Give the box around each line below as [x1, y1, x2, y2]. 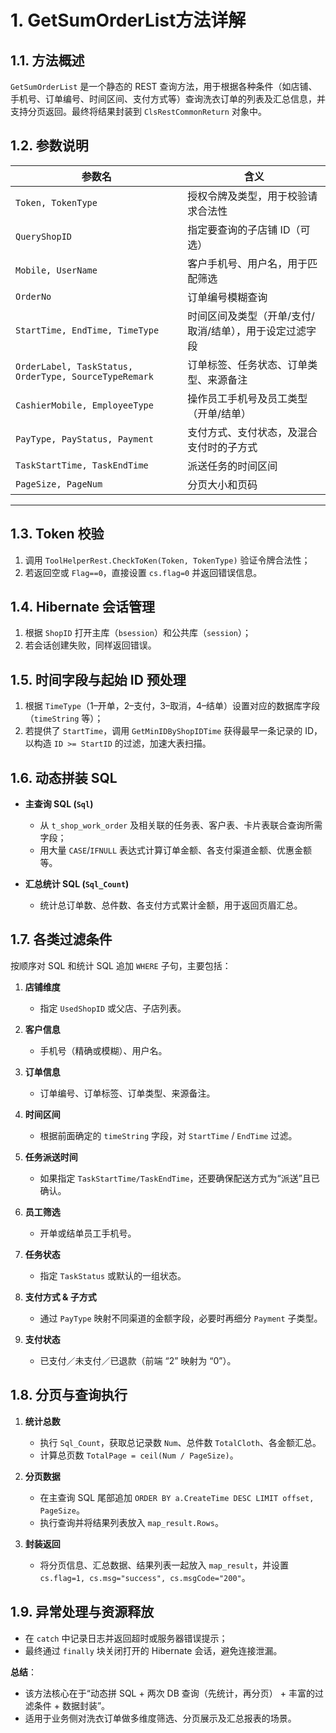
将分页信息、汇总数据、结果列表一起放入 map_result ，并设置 [39, 1559, 290, 1571]
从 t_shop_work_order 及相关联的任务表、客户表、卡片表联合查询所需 [39, 819, 323, 831]
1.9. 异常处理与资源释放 [10, 1604, 155, 1621]
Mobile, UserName [15, 264, 98, 276]
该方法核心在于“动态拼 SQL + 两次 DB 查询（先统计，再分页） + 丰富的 [24, 1687, 315, 1699]
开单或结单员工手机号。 [39, 1227, 137, 1239]
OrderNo [15, 291, 52, 302]
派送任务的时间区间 [187, 459, 278, 473]
